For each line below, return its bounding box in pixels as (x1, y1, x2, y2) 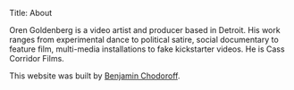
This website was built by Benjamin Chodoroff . (9, 70, 181, 81)
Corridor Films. (9, 53, 64, 63)
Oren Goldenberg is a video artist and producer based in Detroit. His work (9, 25, 281, 35)
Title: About (9, 8, 53, 18)
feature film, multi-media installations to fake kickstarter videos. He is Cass (9, 44, 285, 54)
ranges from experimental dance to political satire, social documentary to (9, 35, 279, 45)
